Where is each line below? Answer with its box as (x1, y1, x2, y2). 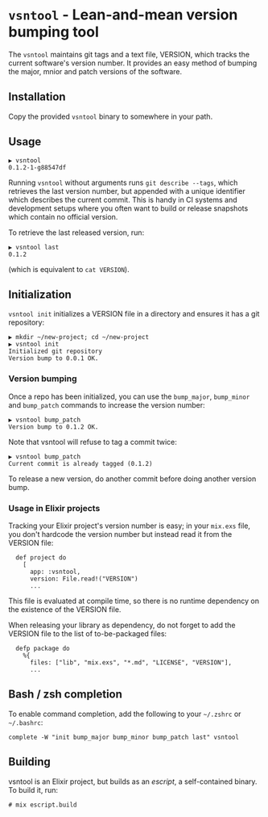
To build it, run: (8, 785, 59, 794)
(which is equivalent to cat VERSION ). (8, 264, 130, 274)
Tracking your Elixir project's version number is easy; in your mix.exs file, (8, 521, 251, 530)
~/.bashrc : (8, 717, 43, 727)
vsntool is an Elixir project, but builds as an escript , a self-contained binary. (8, 777, 258, 786)
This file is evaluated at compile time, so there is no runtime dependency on (8, 596, 260, 605)
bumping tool (8, 23, 99, 41)
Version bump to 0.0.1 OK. (8, 354, 99, 362)
